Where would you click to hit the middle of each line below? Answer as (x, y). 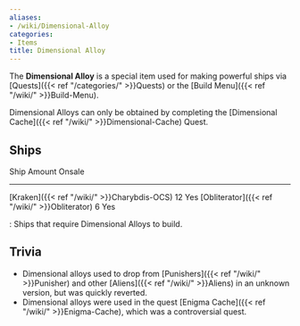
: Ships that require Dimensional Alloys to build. (96, 223)
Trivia (25, 252)
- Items (24, 42)
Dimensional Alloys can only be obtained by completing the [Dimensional (143, 113)
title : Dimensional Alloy (57, 51)
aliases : (25, 17)
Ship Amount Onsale (47, 171)
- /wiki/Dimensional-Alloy (59, 26)
